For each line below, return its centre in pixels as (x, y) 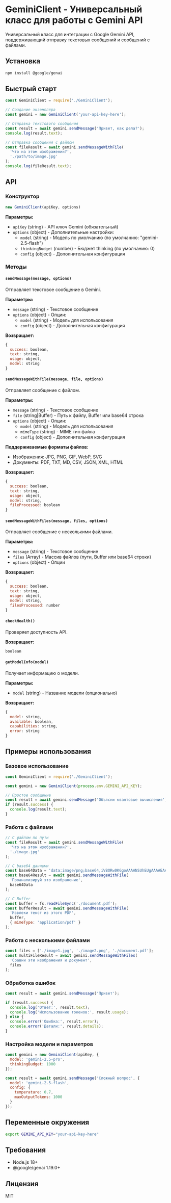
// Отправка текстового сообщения (42, 124)
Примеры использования (48, 752)
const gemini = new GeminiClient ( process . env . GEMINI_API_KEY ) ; (74, 786)
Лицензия (22, 1184)
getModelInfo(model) (27, 662)
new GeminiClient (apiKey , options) (43, 207)
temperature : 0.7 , (34, 1092)
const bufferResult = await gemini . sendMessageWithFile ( (67, 908)
